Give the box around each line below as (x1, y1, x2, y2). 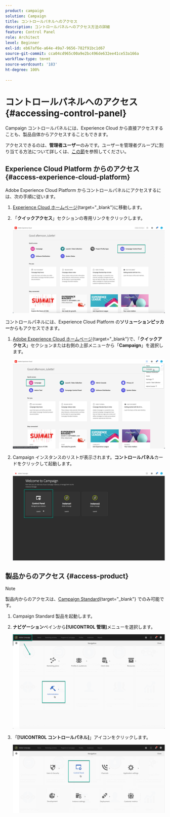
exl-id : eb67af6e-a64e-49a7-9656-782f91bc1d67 (5, 46, 105, 51)
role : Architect (5, 35, 39, 40)
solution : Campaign (5, 13, 47, 19)
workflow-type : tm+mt (5, 56, 51, 61)
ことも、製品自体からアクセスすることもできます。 (5, 131, 111, 138)
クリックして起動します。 (21, 460, 74, 466)
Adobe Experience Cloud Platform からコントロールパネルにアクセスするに (5, 187, 161, 193)
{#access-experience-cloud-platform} (5, 173, 131, 182)
